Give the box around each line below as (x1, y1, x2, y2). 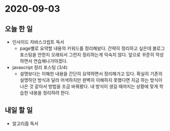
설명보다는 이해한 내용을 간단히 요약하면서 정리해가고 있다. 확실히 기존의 (19, 71, 163, 77)
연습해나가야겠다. (33, 58, 68, 64)
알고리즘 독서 (12, 120, 39, 126)
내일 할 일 (5, 106, 33, 115)
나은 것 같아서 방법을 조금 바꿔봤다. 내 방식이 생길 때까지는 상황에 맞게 (19, 83, 158, 89)
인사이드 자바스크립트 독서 (12, 39, 65, 45)
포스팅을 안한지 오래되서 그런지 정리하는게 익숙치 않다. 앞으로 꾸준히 (19, 52, 155, 57)
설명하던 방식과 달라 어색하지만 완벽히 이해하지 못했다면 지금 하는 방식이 (19, 77, 163, 83)
